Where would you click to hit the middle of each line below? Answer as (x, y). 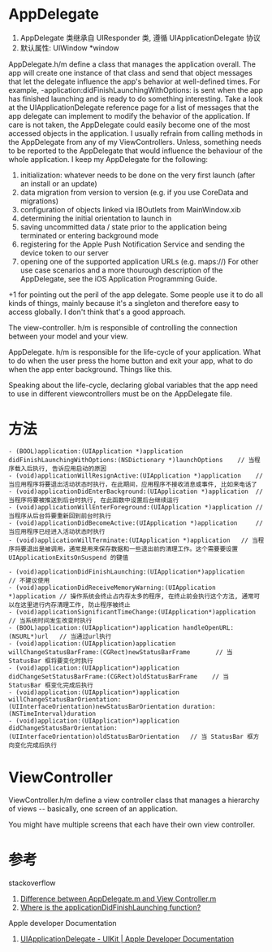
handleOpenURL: (208, 627)
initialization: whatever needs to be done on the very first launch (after (138, 175)
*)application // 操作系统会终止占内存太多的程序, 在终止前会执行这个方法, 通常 (131, 596)
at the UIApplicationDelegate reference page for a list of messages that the (134, 107)
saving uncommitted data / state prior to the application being (123, 227)
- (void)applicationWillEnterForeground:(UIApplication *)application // (136, 507)
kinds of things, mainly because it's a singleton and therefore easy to (124, 303)
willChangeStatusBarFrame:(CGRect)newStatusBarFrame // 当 (121, 652)
